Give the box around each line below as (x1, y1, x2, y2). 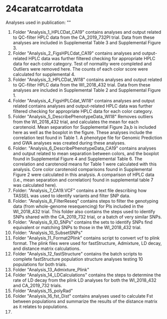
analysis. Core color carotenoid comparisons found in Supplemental (12, 166, 152, 172)
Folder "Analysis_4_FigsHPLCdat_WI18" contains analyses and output (12, 97, 155, 103)
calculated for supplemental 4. (12, 71, 76, 77)
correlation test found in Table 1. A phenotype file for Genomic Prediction (12, 135, 163, 141)
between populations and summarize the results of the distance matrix (12, 298, 158, 304)
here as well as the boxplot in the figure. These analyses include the (12, 129, 153, 135)
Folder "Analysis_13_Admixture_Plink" (12, 266, 89, 272)
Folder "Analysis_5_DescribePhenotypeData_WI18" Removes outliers (12, 113, 154, 119)
